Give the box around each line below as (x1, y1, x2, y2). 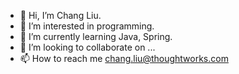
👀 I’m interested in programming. (19, 20, 155, 32)
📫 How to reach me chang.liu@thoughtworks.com (19, 53, 229, 64)
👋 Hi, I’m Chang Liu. (19, 10, 102, 21)
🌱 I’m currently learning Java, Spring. (19, 31, 173, 42)
